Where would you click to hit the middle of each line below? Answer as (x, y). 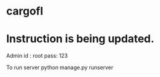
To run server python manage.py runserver (60, 67)
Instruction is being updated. (80, 39)
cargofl (25, 11)
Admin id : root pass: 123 (37, 56)
